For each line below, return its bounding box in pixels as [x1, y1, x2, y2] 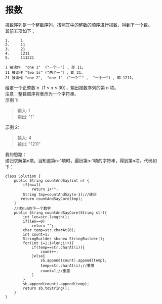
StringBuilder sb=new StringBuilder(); [23, 236, 105, 241]
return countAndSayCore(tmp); [20, 196, 83, 201]
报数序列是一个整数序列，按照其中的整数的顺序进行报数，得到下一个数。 [5, 22, 152, 28]
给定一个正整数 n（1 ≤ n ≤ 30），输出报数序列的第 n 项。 [5, 85, 119, 91]
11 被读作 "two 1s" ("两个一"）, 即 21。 [5, 70, 85, 75]
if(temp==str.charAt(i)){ [31, 245, 85, 250]
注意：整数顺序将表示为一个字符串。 [5, 91, 79, 97]
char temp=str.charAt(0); [23, 227, 77, 233]
